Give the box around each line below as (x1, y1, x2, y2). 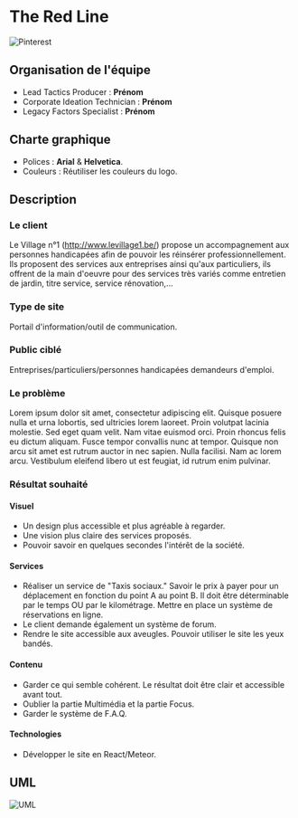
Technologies (9, 728, 62, 739)
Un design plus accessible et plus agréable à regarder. (22, 520, 226, 531)
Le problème (9, 386, 66, 399)
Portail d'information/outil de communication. (9, 321, 178, 332)
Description (9, 192, 77, 207)
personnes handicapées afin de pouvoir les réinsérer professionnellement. (9, 249, 286, 260)
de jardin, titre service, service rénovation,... (9, 278, 173, 289)
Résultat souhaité (9, 478, 88, 490)
